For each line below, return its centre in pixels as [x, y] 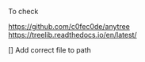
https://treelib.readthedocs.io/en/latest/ [72, 35]
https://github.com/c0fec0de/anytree [69, 26]
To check [23, 11]
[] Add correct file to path [50, 50]
